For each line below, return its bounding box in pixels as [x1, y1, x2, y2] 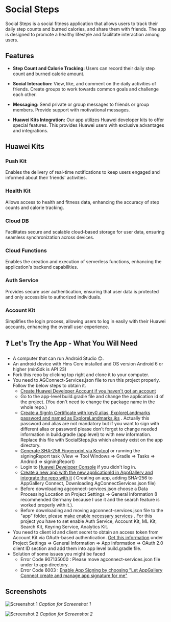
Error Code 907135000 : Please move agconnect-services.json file [20, 556, 161, 562]
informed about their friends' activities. [5, 175, 87, 181]
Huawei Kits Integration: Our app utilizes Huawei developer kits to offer [12, 117, 164, 123]
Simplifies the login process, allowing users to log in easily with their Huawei [5, 318, 166, 324]
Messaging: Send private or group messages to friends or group [12, 101, 150, 107]
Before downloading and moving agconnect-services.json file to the [20, 507, 163, 513]
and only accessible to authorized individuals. [5, 294, 102, 300]
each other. [12, 91, 37, 98]
